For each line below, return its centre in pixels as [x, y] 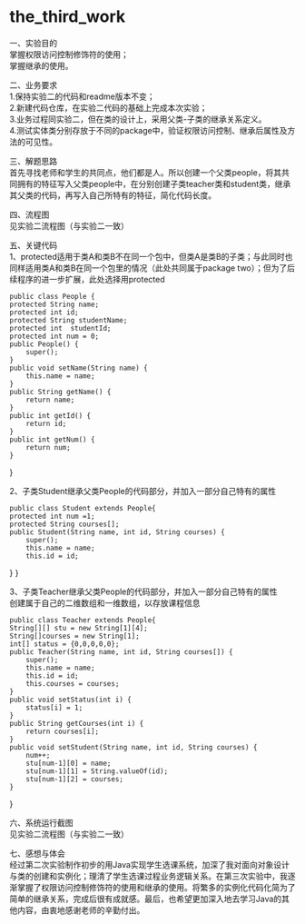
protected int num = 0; [54, 336]
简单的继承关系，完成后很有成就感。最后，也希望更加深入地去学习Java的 [146, 899]
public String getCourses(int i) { [77, 723]
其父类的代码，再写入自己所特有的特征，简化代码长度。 [113, 195]
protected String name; [54, 304]
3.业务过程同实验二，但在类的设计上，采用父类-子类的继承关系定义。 [138, 119]
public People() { [44, 344]
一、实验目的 [33, 43]
